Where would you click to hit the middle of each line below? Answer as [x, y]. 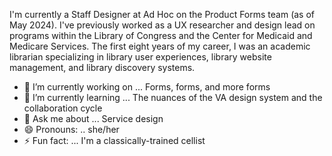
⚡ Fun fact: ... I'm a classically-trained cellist [114, 140]
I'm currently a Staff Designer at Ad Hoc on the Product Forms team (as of [162, 14]
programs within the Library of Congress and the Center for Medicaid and [161, 35]
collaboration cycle [63, 108]
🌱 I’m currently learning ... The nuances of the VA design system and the [173, 97]
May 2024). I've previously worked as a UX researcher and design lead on [162, 25]
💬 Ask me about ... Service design [93, 118]
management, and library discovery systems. [102, 67]
